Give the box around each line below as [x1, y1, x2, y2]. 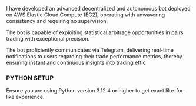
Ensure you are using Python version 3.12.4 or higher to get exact [6, 87, 165, 94]
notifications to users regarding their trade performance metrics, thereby [6, 53, 182, 59]
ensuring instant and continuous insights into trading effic [6, 59, 146, 66]
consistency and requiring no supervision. [6, 18, 108, 24]
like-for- [165, 87, 185, 94]
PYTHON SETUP [6, 74, 54, 82]
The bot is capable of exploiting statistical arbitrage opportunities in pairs [6, 29, 184, 36]
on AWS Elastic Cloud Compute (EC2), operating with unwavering [6, 11, 165, 18]
